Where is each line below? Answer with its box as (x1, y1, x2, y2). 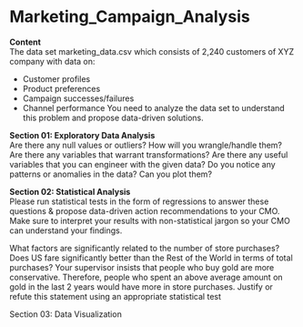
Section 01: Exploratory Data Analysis (9, 129, 156, 140)
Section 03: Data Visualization (9, 308, 123, 320)
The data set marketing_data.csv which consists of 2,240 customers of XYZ (9, 46, 294, 56)
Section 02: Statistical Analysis (9, 186, 131, 197)
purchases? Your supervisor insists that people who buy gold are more (9, 261, 275, 272)
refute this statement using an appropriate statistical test (9, 291, 221, 301)
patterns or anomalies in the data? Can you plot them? (9, 169, 212, 179)
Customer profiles (22, 73, 91, 84)
